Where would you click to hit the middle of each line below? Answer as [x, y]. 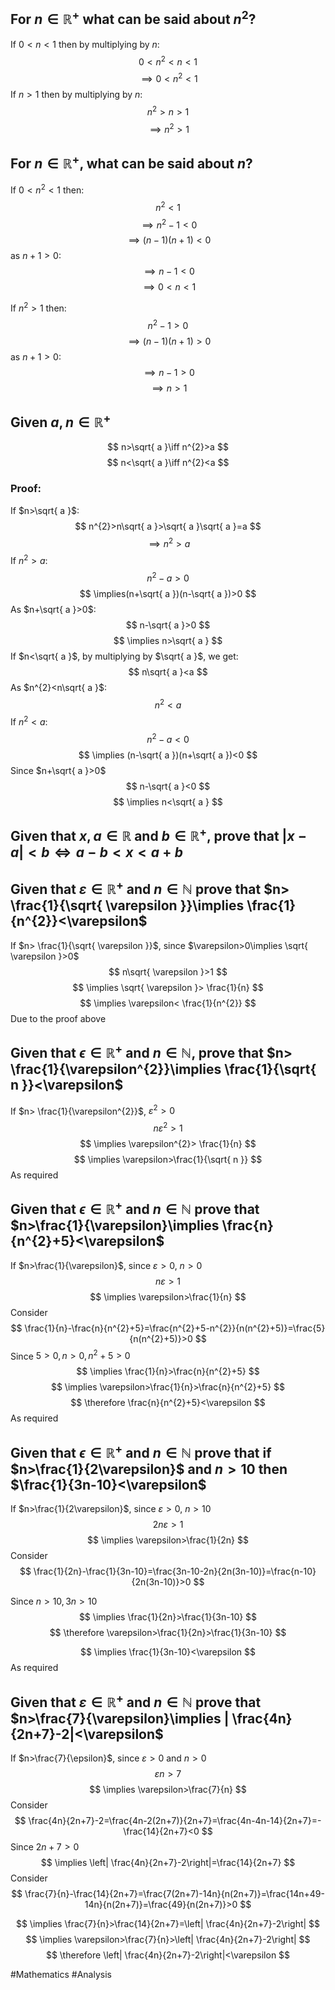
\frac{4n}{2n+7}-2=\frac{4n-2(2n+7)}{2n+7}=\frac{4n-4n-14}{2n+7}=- [175, 1820]
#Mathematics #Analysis [61, 1974]
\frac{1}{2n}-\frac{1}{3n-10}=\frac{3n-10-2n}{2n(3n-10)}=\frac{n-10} [175, 1571]
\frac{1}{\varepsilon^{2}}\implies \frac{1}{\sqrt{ [163, 1069]
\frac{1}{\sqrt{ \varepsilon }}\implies [127, 905]
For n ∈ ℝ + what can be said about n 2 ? [133, 18]
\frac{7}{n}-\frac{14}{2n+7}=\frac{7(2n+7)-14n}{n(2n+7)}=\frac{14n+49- [174, 1893]
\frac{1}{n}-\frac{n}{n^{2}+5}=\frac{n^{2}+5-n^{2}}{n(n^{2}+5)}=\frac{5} [175, 1328]
